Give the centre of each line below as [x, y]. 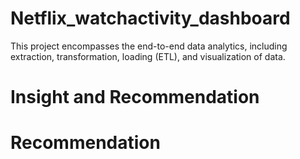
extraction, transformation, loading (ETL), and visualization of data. [148, 56]
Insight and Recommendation [135, 97]
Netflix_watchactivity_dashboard [150, 18]
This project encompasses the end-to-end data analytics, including [149, 46]
